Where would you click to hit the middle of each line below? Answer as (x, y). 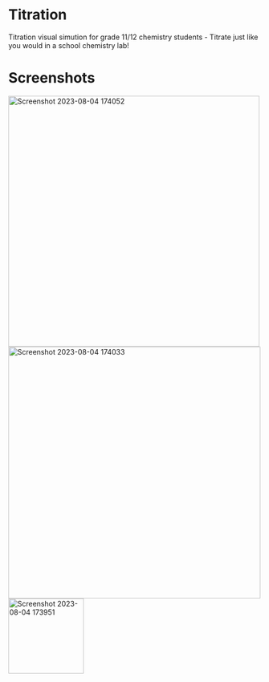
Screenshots (52, 78)
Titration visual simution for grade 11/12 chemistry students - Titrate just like (133, 37)
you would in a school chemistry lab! (69, 45)
